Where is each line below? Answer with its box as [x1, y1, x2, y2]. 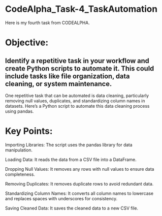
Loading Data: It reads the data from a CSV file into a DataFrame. [5, 156, 137, 162]
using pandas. [5, 108, 34, 114]
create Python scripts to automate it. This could [5, 64, 154, 72]
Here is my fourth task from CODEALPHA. [5, 20, 90, 26]
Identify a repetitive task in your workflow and [5, 57, 149, 65]
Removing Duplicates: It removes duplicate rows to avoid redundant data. [5, 181, 154, 186]
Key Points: [5, 125, 53, 137]
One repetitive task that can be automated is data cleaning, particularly [5, 93, 149, 98]
